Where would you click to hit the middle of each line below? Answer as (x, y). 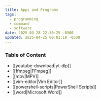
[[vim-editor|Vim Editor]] (37, 82)
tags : (11, 14)
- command (19, 24)
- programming (24, 19)
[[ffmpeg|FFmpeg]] (32, 71)
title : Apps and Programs (32, 10)
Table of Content (26, 55)
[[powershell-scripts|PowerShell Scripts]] (54, 87)
